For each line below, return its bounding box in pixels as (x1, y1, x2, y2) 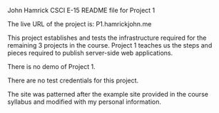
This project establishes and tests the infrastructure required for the (7, 33, 207, 42)
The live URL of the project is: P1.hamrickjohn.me (7, 20, 152, 28)
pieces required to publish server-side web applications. (7, 49, 173, 57)
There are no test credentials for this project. (7, 76, 139, 85)
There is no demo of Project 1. (7, 63, 96, 70)
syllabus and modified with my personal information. (7, 97, 162, 106)
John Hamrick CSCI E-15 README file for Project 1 (7, 6, 156, 14)
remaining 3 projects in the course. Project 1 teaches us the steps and (7, 41, 213, 49)
